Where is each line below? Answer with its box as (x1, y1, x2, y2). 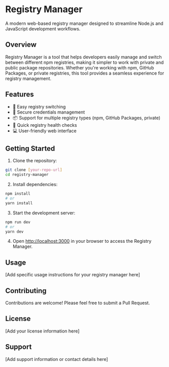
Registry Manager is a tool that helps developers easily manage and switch (5, 54, 162, 60)
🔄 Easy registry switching (12, 103, 66, 109)
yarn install (5, 200, 33, 206)
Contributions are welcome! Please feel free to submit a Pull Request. (5, 300, 150, 306)
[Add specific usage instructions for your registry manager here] (5, 272, 141, 278)
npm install (5, 191, 30, 196)
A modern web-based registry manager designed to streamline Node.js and (5, 20, 163, 26)
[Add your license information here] (5, 328, 80, 334)
